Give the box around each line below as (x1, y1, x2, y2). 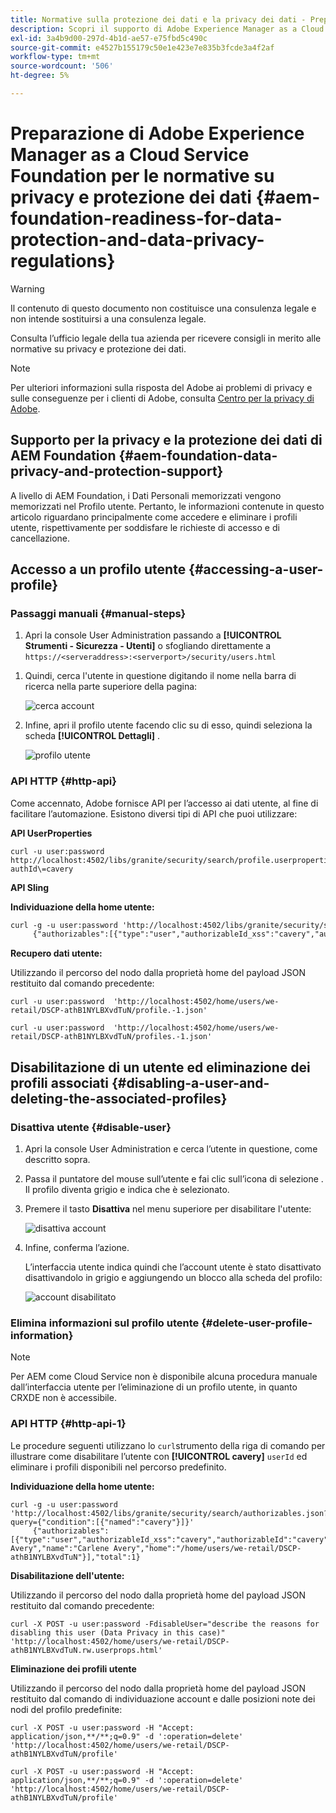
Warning (10, 282, 45, 295)
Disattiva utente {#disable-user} (10, 1120, 172, 1134)
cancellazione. (10, 532, 71, 544)
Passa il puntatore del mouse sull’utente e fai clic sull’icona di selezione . (24, 1173, 324, 1185)
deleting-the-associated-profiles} (10, 1090, 228, 1107)
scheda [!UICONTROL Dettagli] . (24, 730, 161, 742)
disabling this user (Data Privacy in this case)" (10, 1627, 226, 1638)
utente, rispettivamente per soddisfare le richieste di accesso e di (10, 521, 280, 533)
